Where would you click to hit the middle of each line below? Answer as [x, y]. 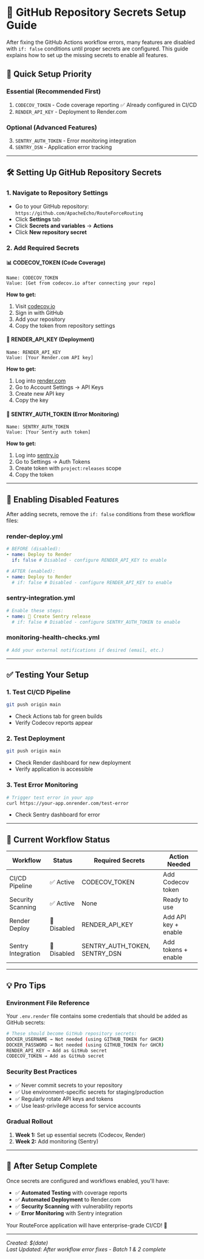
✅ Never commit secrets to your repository [69, 1085]
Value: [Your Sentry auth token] [49, 432]
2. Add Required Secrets [43, 247]
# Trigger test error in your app [50, 798]
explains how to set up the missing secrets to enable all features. [87, 55]
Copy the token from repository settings [65, 325]
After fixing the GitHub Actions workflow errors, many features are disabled [101, 42]
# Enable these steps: [35, 610]
